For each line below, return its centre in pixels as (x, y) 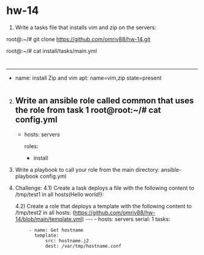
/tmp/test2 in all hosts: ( (45, 212)
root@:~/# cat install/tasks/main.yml (52, 51)
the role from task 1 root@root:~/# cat (88, 110)
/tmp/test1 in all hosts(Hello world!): (59, 194)
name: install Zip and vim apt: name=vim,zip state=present (88, 78)
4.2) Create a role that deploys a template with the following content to (104, 206)
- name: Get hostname (56, 230)
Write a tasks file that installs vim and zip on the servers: (86, 27)
